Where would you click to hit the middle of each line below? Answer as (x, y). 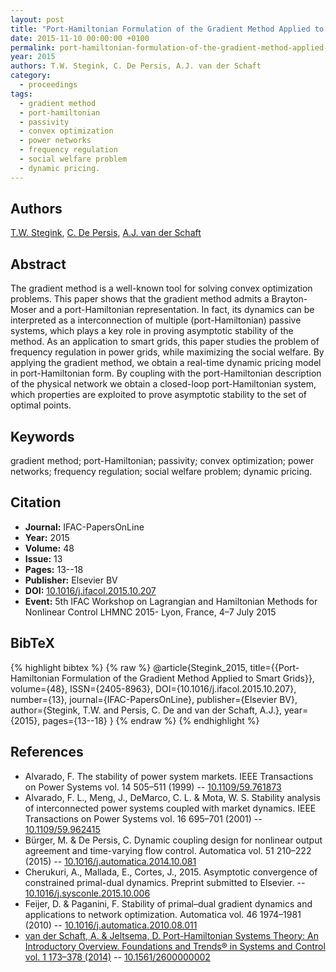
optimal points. (41, 405)
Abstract (38, 264)
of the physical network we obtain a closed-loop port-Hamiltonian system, (163, 384)
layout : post (37, 19)
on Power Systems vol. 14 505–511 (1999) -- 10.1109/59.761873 (153, 787)
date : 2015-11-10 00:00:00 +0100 (80, 38)
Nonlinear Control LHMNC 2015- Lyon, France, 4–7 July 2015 (150, 612)
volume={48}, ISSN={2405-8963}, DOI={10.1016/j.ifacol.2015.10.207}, (153, 688)
